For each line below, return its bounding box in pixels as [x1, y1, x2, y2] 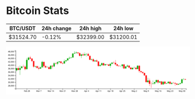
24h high [79, 25, 102, 32]
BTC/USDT [9, 25, 36, 32]
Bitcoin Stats [6, 4, 69, 17]
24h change [41, 25, 72, 32]
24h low [113, 25, 134, 32]
